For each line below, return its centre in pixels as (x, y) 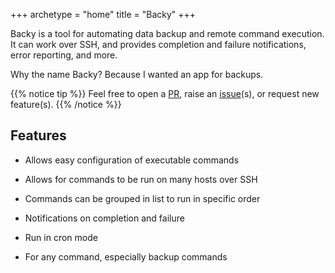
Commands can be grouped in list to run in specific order (142, 198)
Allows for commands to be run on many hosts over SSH (141, 179)
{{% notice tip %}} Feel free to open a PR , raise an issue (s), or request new (165, 93)
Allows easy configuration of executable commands (132, 160)
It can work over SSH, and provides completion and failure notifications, (158, 44)
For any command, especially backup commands (126, 256)
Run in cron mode (61, 237)
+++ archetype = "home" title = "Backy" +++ (103, 14)
